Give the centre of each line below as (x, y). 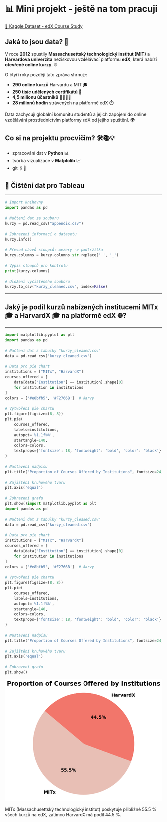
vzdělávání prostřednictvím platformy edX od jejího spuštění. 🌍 (70, 120)
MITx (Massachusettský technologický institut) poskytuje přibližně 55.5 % (81, 809)
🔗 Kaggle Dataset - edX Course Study (44, 26)
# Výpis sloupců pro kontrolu (37, 266)
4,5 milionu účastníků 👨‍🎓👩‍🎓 (42, 97)
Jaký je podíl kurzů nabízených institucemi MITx (82, 307)
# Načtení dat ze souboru (32, 218)
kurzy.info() (19, 239)
